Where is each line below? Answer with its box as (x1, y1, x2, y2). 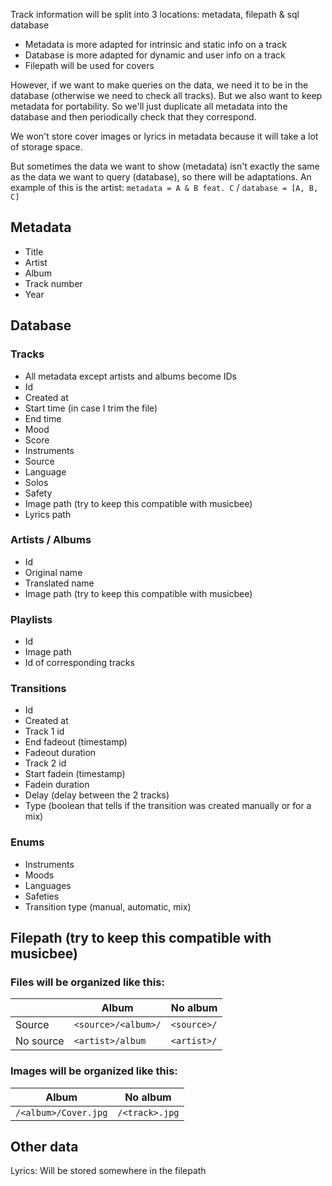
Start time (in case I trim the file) (24, 402, 158, 414)
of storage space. (10, 141, 83, 153)
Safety (24, 487, 53, 499)
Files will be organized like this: (10, 975, 165, 989)
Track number (24, 277, 83, 289)
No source (15, 1034, 65, 1048)
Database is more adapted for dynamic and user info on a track (24, 49, 286, 61)
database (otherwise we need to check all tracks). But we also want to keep (10, 90, 323, 101)
